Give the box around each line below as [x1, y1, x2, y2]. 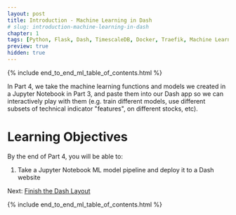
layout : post [7, 10, 46, 18]
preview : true [7, 43, 49, 50]
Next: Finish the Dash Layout [7, 186, 91, 195]
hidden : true [7, 50, 46, 57]
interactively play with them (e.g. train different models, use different [7, 97, 206, 105]
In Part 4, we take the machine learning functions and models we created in [7, 82, 226, 90]
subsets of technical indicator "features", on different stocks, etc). [7, 104, 198, 113]
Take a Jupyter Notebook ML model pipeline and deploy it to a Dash [17, 165, 214, 174]
